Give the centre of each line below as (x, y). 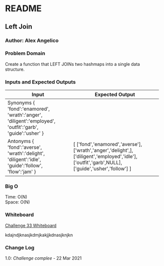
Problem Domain (25, 53)
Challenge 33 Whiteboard (31, 225)
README (23, 9)
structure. (15, 69)
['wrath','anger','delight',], (103, 150)
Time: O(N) (16, 197)
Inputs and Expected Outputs (41, 82)
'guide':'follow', (25, 165)
